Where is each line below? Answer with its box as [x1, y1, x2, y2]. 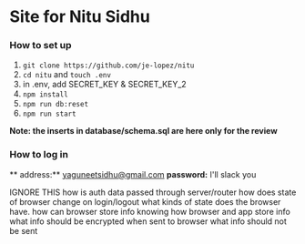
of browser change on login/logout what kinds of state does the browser [9, 196, 281, 207]
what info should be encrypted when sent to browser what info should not [9, 216, 287, 227]
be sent [9, 225, 38, 236]
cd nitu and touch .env [22, 69, 112, 80]
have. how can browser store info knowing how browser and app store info [9, 206, 291, 217]
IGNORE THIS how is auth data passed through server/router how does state [9, 187, 297, 198]
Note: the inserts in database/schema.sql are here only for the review [9, 126, 278, 137]
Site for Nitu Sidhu [9, 6, 150, 27]
